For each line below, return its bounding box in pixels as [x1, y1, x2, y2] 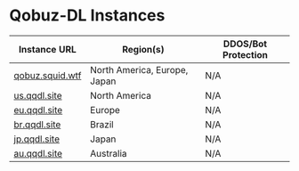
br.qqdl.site [13, 118, 61, 130]
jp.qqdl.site [13, 133, 61, 145]
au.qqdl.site [13, 147, 63, 159]
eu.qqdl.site [13, 103, 63, 116]
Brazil [90, 118, 114, 130]
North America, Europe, [90, 63, 189, 76]
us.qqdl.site [13, 89, 62, 102]
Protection [222, 48, 269, 61]
